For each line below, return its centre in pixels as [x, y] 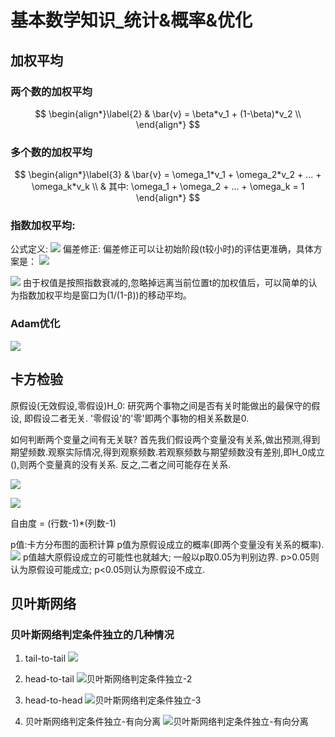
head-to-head [53, 700]
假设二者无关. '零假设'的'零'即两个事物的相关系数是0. [141, 418]
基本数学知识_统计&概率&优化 [131, 20]
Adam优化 [35, 324]
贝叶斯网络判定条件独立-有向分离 [93, 722]
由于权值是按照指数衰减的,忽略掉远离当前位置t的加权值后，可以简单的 [165, 283]
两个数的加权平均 [51, 91]
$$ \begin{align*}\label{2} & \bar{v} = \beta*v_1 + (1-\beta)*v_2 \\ [168, 113]
